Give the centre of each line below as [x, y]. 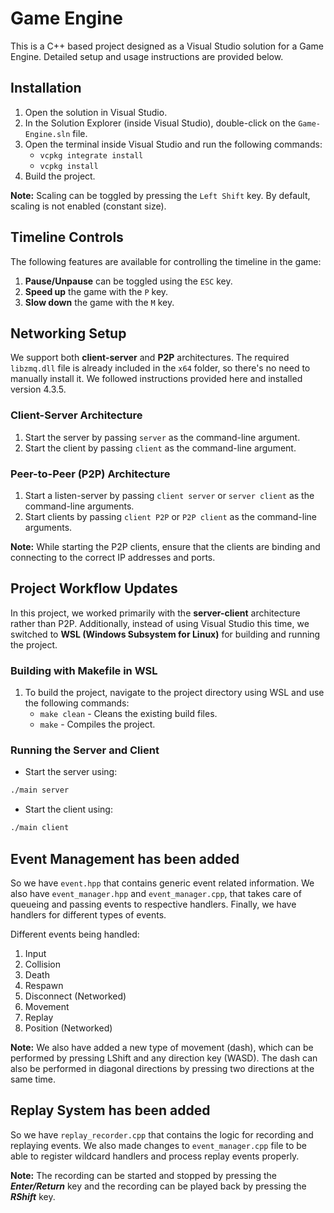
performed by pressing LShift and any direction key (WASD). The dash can [164, 1058]
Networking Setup [68, 333]
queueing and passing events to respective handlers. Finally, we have [153, 904]
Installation [46, 88]
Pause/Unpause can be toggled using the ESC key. [128, 281]
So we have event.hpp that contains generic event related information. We [162, 883]
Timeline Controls [67, 237]
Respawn [44, 985]
